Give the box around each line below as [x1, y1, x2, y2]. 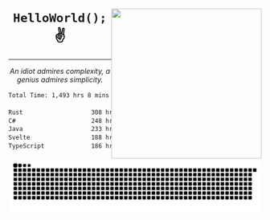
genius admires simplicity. [16, 75, 104, 84]
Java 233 [8, 125, 103, 133]
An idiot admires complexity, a [9, 66, 111, 75]
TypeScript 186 [8, 142, 103, 150]
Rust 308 [8, 108, 103, 116]
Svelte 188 [8, 133, 103, 142]
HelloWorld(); [13, 10, 107, 26]
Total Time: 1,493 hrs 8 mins [8, 91, 110, 100]
